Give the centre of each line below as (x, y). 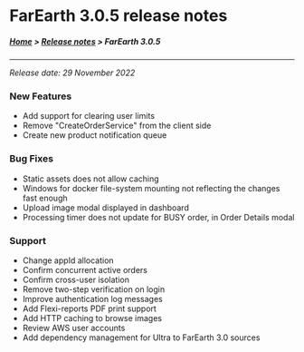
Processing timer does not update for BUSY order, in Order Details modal (158, 217)
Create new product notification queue (95, 135)
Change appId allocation (68, 260)
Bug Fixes (32, 159)
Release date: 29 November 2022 (72, 73)
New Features (41, 96)
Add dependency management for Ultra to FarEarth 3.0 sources (141, 337)
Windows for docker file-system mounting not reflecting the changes (151, 188)
